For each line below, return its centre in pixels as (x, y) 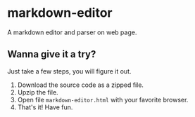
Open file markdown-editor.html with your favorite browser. (103, 99)
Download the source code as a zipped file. (81, 85)
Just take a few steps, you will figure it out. (69, 71)
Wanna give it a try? (52, 54)
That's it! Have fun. (45, 107)
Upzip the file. (38, 92)
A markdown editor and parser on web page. (72, 32)
